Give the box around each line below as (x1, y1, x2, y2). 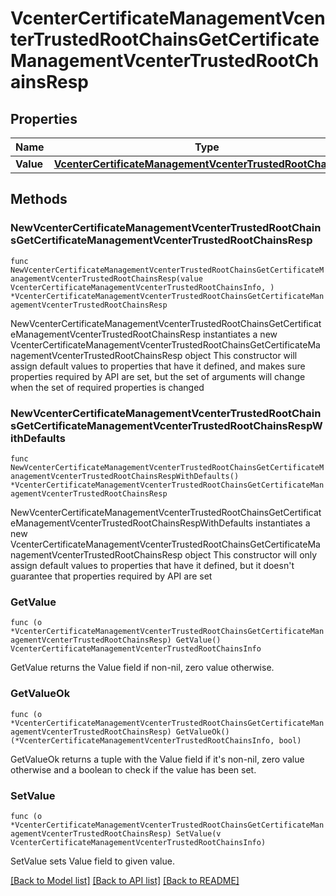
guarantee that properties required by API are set (10, 570, 213, 582)
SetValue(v (175, 828, 222, 839)
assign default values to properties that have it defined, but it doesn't (10, 559, 295, 571)
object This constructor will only (184, 548, 318, 561)
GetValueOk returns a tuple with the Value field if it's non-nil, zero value (10, 753, 305, 765)
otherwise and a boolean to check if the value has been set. (10, 763, 257, 776)
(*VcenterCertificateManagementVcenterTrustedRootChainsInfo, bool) (10, 735, 302, 746)
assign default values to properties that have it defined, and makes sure (10, 360, 306, 372)
